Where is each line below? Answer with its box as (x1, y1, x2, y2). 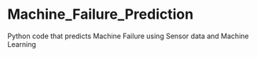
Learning (7, 39, 37, 48)
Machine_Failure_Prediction (7, 5, 194, 23)
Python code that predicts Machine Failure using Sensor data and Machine (7, 31, 249, 41)
